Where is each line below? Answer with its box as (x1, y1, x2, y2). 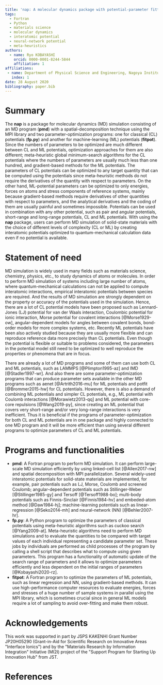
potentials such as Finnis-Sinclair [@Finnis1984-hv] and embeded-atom (12, 497, 156, 503)
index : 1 (11, 75, 29, 80)
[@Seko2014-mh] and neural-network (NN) (34, 507, 121, 513)
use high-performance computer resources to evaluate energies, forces (12, 585, 156, 591)
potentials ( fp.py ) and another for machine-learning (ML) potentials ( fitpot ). (5, 137, 157, 143)
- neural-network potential (9, 39, 66, 44)
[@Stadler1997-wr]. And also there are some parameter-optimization (5, 370, 142, 376)
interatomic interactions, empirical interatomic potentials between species (5, 289, 153, 295)
